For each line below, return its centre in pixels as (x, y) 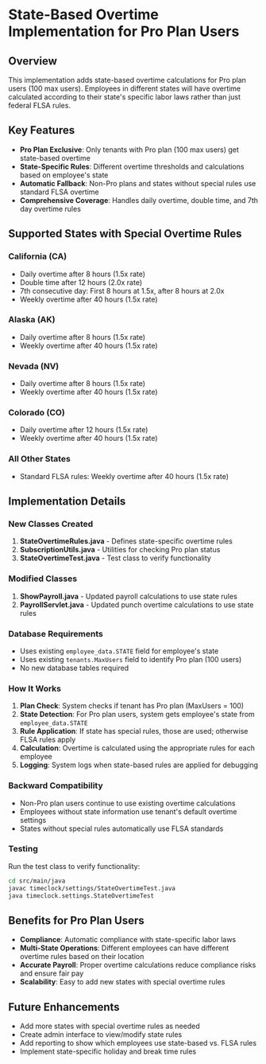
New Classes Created (51, 524)
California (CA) (38, 256)
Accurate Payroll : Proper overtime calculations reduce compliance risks (138, 965)
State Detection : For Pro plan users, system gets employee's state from (137, 715)
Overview (33, 61)
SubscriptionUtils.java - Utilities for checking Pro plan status (120, 550)
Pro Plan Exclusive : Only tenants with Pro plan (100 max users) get (129, 150)
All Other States (40, 459)
